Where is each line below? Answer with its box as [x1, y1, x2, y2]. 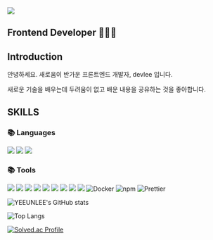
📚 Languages [7, 127, 56, 137]
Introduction [7, 51, 63, 63]
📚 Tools [7, 165, 37, 175]
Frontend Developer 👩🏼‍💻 [7, 27, 117, 39]
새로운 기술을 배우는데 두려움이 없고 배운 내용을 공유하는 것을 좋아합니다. [7, 85, 206, 94]
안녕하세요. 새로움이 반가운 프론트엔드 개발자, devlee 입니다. [7, 70, 174, 79]
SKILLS [7, 106, 40, 118]
